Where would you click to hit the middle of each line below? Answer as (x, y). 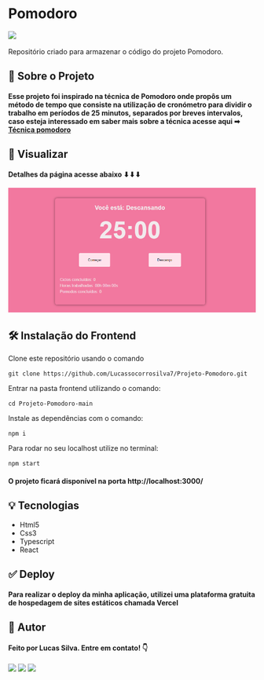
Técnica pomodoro (40, 130)
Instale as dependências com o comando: (76, 419)
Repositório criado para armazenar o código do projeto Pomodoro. (116, 51)
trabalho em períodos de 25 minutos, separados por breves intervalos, (126, 113)
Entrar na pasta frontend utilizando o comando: (84, 389)
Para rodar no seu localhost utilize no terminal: (83, 448)
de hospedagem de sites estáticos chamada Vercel (93, 602)
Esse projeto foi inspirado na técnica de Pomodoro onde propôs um (120, 96)
